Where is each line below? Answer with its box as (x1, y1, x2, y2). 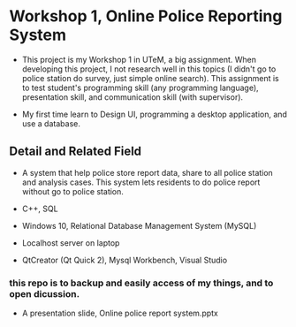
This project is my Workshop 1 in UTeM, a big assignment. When (21, 54, 257, 65)
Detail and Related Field (9, 144, 142, 159)
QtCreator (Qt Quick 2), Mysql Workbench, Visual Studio (21, 255, 228, 265)
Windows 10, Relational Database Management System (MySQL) (21, 220, 257, 231)
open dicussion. (9, 287, 80, 300)
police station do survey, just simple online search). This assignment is (21, 72, 280, 83)
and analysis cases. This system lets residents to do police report (21, 177, 261, 187)
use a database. (21, 118, 81, 129)
